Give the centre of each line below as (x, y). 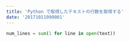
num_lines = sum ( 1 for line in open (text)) (61, 33)
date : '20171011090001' (36, 17)
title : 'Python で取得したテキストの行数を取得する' (65, 12)
